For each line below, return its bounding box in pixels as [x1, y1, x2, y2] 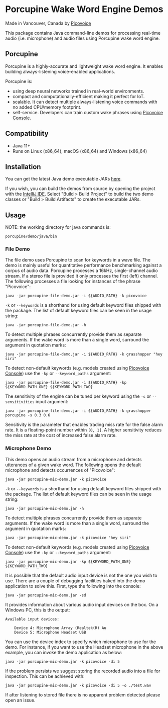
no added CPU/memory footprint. [12, 104, 82, 110]
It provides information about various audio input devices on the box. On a [5, 601, 158, 607]
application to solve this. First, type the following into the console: [5, 583, 141, 589]
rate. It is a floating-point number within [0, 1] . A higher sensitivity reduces [5, 427, 162, 433]
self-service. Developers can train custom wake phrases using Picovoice [12, 109, 163, 115]
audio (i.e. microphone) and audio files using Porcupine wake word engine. [5, 35, 160, 41]
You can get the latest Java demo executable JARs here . [5, 176, 122, 182]
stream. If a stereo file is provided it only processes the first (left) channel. [5, 273, 158, 279]
